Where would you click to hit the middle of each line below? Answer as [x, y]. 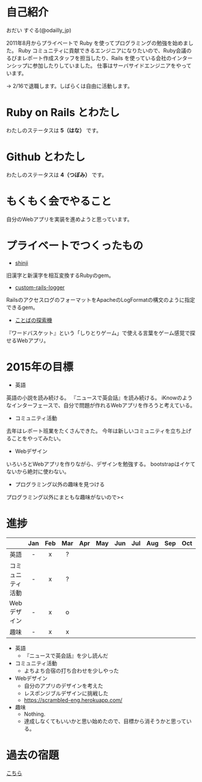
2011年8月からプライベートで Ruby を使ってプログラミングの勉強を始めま [97, 43]
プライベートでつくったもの [75, 246]
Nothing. [35, 714]
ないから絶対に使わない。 [38, 471]
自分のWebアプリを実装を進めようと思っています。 [69, 219]
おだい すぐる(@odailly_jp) [39, 30]
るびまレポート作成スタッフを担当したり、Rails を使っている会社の [89, 58]
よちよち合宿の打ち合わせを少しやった [71, 671]
